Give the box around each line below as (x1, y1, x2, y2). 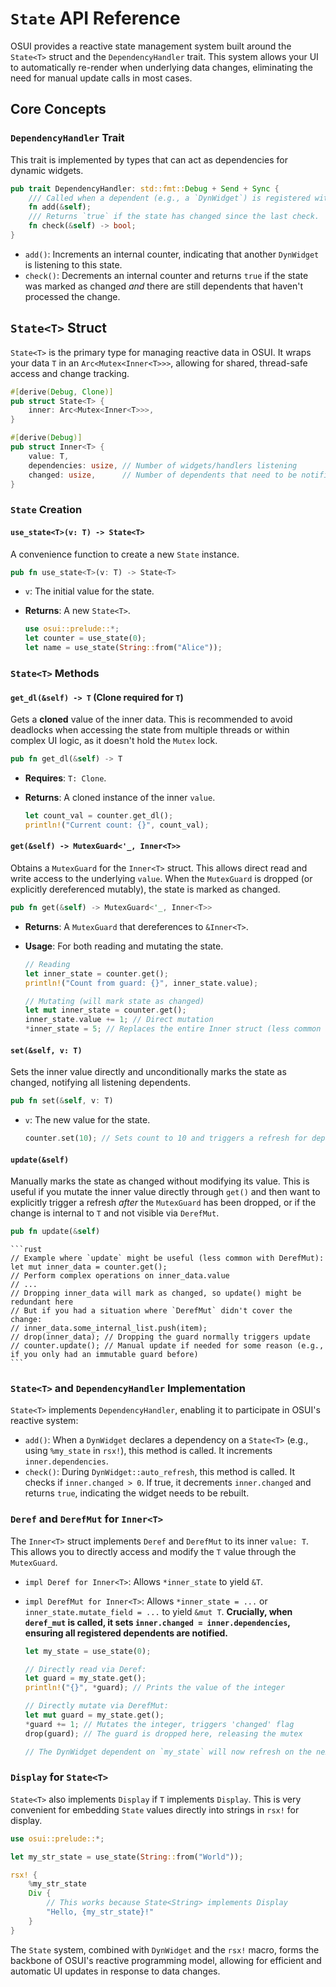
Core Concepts (10, 101, 107, 118)
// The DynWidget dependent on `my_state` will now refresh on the (24, 1747, 312, 1757)
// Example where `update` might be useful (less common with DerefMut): (10, 1253, 325, 1264)
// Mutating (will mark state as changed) (24, 996, 205, 1006)
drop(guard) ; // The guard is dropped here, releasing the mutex (24, 1728, 303, 1739)
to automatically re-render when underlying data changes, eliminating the (10, 61, 313, 73)
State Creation (10, 503, 83, 517)
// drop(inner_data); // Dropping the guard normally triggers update (10, 1332, 311, 1342)
